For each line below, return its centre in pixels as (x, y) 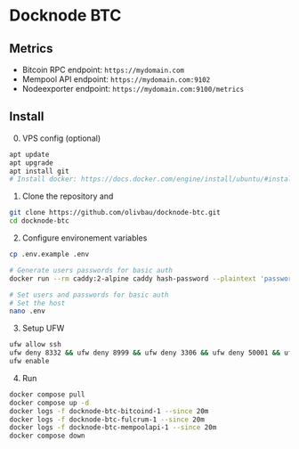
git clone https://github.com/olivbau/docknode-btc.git (115, 213)
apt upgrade (31, 163)
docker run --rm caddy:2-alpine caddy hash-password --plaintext (133, 278)
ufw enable (29, 362)
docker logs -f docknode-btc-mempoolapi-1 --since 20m (113, 428)
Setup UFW (43, 328)
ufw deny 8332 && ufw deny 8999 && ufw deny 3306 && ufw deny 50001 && (145, 353)
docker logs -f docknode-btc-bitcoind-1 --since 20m (109, 411)
